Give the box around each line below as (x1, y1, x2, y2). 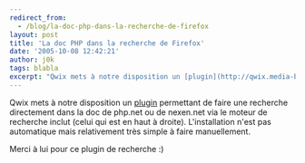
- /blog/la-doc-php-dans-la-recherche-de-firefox (17, 22, 209, 31)
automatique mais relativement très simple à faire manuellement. (9, 126, 251, 137)
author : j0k (9, 55, 54, 64)
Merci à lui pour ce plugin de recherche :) (9, 143, 164, 154)
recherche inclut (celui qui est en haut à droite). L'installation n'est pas (9, 116, 272, 127)
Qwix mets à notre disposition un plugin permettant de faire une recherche (9, 97, 289, 108)
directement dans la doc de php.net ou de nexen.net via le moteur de (9, 106, 268, 118)
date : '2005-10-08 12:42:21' (9, 47, 120, 56)
